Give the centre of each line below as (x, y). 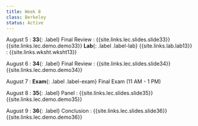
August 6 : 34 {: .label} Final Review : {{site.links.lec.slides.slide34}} (88, 64)
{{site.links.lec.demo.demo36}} (44, 117)
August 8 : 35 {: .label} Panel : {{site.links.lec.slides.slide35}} (80, 93)
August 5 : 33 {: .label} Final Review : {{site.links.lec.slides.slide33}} (88, 40)
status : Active (25, 23)
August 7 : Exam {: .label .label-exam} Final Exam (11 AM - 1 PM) (84, 81)
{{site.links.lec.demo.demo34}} (44, 70)
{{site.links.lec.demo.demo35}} (44, 99)
